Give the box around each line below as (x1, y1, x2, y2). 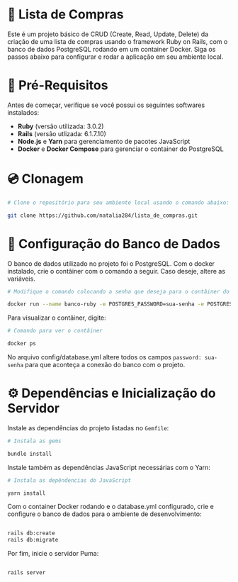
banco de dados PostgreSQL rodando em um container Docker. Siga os (7, 45, 216, 53)
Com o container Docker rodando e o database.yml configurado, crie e (7, 503, 214, 511)
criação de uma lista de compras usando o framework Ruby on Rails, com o (7, 37, 228, 45)
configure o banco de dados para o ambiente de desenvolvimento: (7, 510, 202, 518)
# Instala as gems (7, 437, 62, 444)
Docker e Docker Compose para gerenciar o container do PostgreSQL (17, 145, 225, 153)
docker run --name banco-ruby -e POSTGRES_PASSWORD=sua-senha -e (7, 301, 204, 308)
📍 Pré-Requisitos (7, 77, 108, 94)
